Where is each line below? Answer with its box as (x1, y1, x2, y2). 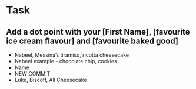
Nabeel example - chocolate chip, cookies (14, 58, 117, 64)
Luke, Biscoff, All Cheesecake (14, 77, 87, 83)
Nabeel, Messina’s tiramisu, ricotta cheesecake (14, 52, 129, 59)
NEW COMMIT (14, 70, 51, 77)
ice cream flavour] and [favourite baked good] (6, 36, 178, 46)
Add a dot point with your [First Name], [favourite (6, 27, 190, 37)
